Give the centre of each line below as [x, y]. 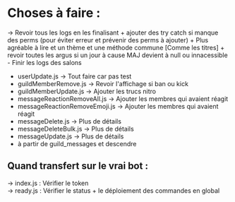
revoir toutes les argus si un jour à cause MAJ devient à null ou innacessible [117, 55]
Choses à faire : [54, 13]
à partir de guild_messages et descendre [77, 143]
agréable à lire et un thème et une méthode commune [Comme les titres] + [116, 47]
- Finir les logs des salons [45, 62]
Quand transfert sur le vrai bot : [78, 166]
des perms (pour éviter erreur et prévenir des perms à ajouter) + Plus [108, 40]
